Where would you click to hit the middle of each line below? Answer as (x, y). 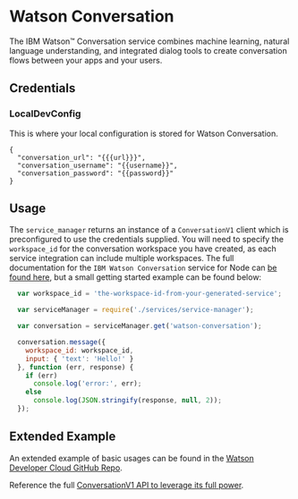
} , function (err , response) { (76, 367)
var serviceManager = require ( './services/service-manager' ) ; (136, 310)
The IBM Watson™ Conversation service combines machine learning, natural (149, 41)
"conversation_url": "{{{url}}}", (81, 157)
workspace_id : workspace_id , (80, 351)
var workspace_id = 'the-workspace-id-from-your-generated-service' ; (149, 294)
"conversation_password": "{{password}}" (96, 173)
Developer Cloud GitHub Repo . (66, 468)
